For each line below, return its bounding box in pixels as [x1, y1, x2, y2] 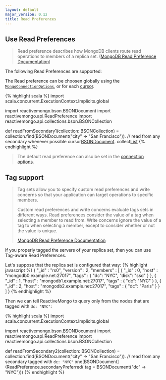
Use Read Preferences [5, 35, 76, 43]
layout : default [5, 7, 39, 12]
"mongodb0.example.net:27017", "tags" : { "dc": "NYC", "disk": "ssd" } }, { [5, 273, 157, 279]
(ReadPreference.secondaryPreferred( [5, 364, 84, 370]
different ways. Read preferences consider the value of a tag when [17, 212, 154, 218]
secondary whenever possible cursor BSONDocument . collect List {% [5, 139, 145, 145]
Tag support [5, 173, 44, 182]
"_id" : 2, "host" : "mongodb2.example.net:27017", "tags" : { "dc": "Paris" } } [5, 283, 160, 289]
